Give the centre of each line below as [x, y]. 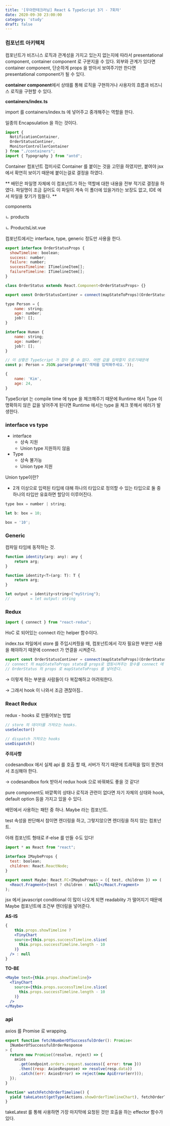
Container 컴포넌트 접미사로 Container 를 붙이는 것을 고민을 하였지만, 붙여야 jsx [84, 166]
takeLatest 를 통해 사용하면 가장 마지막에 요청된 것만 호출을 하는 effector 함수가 [84, 1112]
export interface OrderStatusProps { [45, 248]
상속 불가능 [31, 460]
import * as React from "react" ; [40, 847]
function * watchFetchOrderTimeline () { [47, 1092]
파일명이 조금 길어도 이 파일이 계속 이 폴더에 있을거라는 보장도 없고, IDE [86, 190]
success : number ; [28, 257]
